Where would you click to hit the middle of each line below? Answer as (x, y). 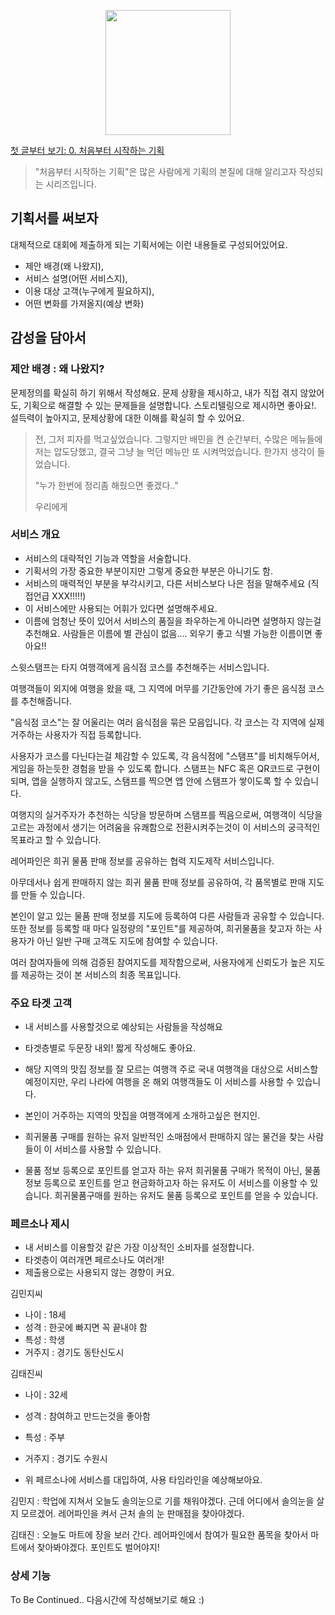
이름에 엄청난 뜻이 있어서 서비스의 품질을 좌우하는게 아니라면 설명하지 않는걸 (173, 621)
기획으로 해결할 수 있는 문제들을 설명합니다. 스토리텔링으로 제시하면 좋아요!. (170, 405)
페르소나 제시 (40, 1224)
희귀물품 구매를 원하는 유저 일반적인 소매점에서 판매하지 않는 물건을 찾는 (165, 1137)
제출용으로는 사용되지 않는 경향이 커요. (99, 1272)
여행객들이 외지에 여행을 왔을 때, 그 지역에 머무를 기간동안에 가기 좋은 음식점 (158, 688)
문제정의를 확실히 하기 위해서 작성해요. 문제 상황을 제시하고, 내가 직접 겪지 (154, 392)
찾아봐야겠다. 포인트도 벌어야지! (98, 1547)
